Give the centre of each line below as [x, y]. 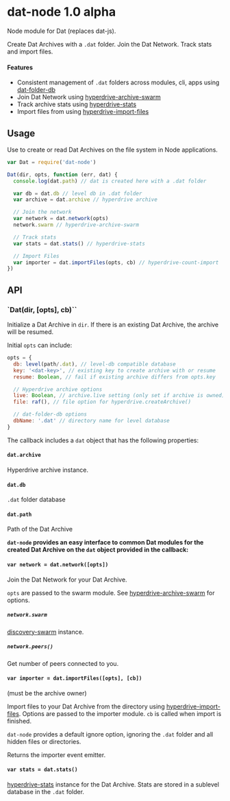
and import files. [30, 51]
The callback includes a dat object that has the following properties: [103, 440]
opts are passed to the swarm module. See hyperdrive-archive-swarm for [111, 593]
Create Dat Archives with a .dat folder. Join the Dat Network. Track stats [110, 44]
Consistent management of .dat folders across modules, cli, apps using [118, 82]
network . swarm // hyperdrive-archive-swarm [76, 225]
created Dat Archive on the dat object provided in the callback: [98, 550]
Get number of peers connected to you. [63, 663]
